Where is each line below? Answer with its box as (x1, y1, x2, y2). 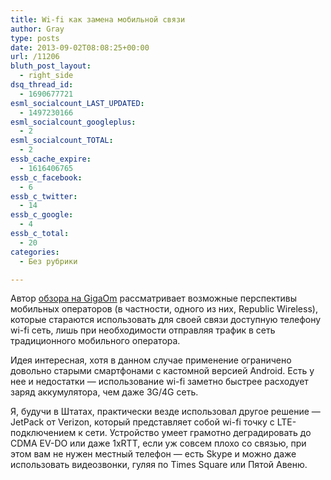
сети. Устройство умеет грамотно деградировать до (84, 427, 312, 439)
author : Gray (10, 24, 65, 34)
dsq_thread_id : (10, 80, 74, 90)
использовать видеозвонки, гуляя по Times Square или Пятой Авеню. (10, 459, 308, 471)
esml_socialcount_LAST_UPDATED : (10, 98, 145, 108)
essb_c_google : (10, 210, 74, 220)
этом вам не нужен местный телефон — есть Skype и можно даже (10, 448, 297, 460)
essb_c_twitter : (10, 191, 78, 201)
